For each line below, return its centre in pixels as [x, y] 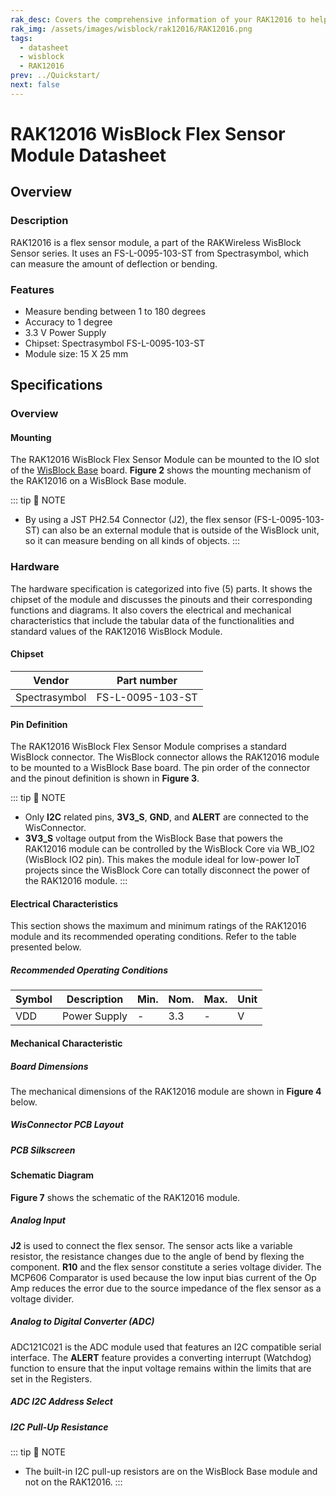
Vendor [51, 680]
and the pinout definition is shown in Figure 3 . [105, 778]
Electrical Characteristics [64, 903]
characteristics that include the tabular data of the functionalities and [152, 620]
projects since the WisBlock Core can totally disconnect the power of [167, 870]
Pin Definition [39, 724]
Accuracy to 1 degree [68, 322]
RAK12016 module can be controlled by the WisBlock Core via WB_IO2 [170, 849]
